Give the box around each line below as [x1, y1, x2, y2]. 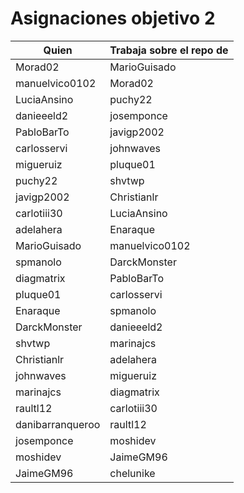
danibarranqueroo [15, 417, 101, 431]
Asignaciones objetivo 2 [10, 7, 216, 30]
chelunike [109, 466, 156, 480]
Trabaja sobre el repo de [109, 43, 229, 57]
